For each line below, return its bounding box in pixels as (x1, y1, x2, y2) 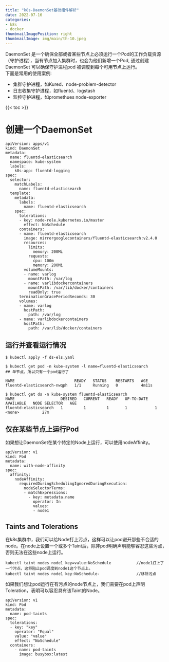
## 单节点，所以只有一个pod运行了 (5, 369, 69, 374)
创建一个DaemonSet (5, 124, 92, 136)
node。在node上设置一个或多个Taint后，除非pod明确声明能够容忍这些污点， (5, 543, 167, 549)
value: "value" (14, 634, 47, 639)
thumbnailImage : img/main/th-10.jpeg (5, 36, 86, 42)
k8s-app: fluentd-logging (14, 168, 70, 173)
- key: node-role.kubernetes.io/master (18, 217, 104, 223)
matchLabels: (14, 181, 43, 187)
